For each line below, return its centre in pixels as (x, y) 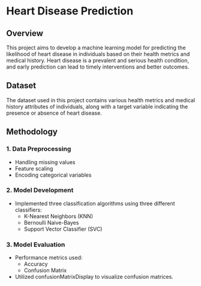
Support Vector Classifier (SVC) (63, 229)
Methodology (32, 132)
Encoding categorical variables (53, 175)
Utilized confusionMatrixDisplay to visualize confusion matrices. (94, 277)
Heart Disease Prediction (70, 11)
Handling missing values (45, 162)
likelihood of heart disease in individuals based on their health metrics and (98, 54)
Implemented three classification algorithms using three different (95, 203)
